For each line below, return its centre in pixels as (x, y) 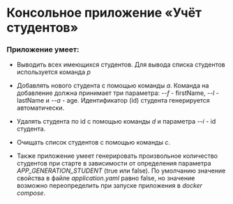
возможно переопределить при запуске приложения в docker (110, 186)
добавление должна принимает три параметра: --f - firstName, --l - (118, 93)
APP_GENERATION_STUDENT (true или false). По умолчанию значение (121, 171)
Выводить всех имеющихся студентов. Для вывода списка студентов (121, 65)
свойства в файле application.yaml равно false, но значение (106, 178)
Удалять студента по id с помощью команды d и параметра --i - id (116, 122)
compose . (31, 193)
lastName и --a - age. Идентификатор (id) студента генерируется (113, 101)
